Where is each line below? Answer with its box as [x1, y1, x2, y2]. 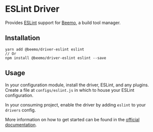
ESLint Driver [5, 3, 60, 15]
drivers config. [5, 107, 36, 113]
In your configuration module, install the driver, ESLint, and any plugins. [5, 82, 149, 88]
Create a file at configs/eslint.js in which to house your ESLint [5, 87, 135, 93]
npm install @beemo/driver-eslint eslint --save [5, 55, 106, 60]
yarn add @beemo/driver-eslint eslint [5, 47, 84, 52]
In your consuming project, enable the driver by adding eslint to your [5, 102, 146, 107]
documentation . [5, 122, 37, 128]
